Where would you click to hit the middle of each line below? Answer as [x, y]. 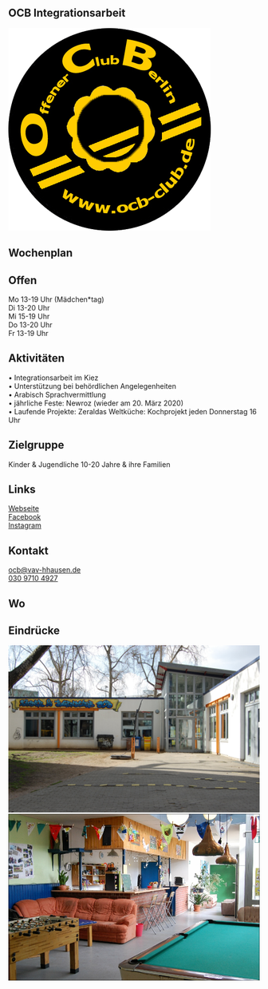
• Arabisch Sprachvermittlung [57, 394]
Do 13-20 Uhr [31, 325]
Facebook [25, 517]
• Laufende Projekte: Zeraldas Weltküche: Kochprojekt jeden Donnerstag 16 [133, 411]
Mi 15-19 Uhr [29, 316]
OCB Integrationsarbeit [67, 13]
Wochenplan [41, 253]
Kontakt [29, 550]
